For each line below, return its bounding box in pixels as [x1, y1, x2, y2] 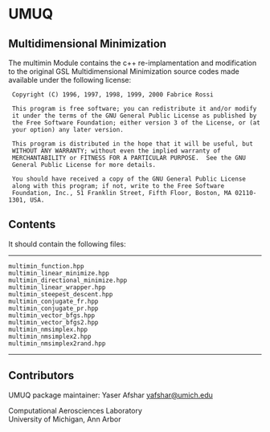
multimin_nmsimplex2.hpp [8, 332, 92, 340]
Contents [8, 218, 56, 231]
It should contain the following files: [8, 238, 126, 249]
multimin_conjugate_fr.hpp [8, 297, 99, 305]
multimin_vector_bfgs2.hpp [8, 318, 99, 326]
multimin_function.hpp [8, 262, 84, 270]
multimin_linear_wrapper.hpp [8, 283, 106, 291]
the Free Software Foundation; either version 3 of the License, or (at [11, 119, 261, 127]
